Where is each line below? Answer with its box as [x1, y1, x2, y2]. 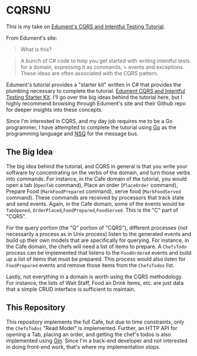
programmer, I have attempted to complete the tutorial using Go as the [6, 124, 176, 131]
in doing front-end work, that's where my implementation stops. [6, 343, 161, 350]
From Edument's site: [6, 34, 58, 41]
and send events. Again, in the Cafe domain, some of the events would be [6, 200, 185, 207]
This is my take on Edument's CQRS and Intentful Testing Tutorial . [6, 23, 166, 30]
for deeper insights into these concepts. [6, 106, 103, 113]
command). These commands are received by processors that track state [6, 194, 184, 201]
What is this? [20, 45, 52, 53]
